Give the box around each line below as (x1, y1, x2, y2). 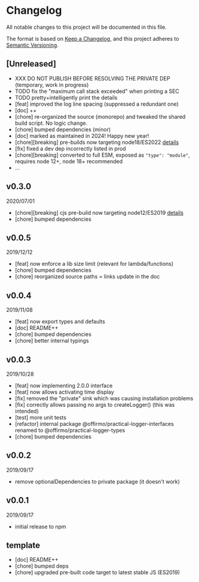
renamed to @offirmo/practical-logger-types (14, 427, 125, 434)
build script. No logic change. (14, 119, 88, 127)
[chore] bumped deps (14, 562, 69, 570)
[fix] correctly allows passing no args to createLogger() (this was (14, 401, 175, 408)
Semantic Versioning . (6, 41, 59, 49)
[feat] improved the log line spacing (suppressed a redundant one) (14, 100, 179, 107)
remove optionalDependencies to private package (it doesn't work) (14, 478, 180, 485)
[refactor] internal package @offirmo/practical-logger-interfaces (14, 421, 174, 427)
